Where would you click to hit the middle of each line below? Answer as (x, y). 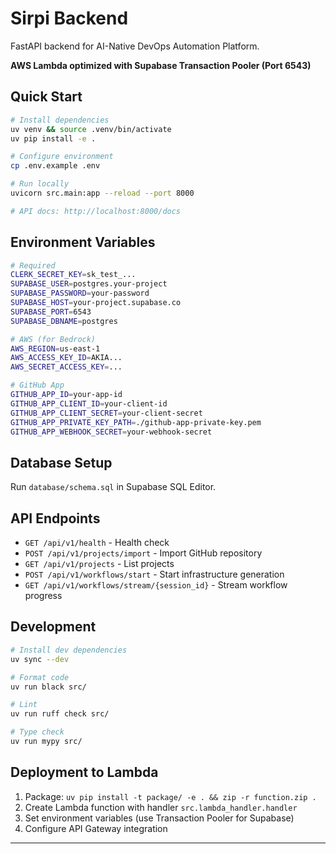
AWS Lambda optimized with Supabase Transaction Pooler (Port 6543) (161, 65)
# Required (33, 265)
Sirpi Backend (69, 18)
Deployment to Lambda (84, 772)
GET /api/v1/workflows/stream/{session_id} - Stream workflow (156, 585)
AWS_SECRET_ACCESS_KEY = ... (66, 367)
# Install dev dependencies (69, 650)
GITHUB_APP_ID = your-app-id (66, 395)
